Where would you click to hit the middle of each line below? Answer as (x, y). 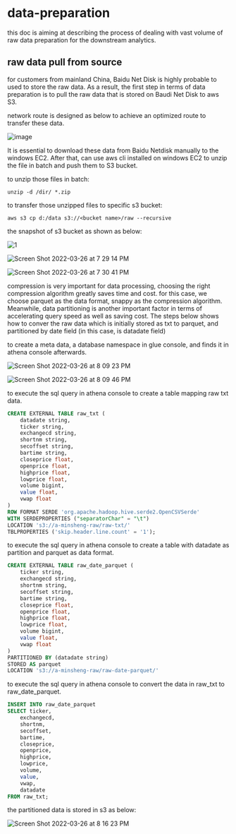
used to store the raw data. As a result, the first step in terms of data (106, 87)
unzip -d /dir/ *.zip (39, 192)
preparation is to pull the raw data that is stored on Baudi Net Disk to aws (113, 94)
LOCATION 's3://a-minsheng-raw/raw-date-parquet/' (83, 671)
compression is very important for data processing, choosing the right (109, 286)
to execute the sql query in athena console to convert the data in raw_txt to (116, 684)
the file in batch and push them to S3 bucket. (73, 165)
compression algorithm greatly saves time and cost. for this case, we (107, 293)
